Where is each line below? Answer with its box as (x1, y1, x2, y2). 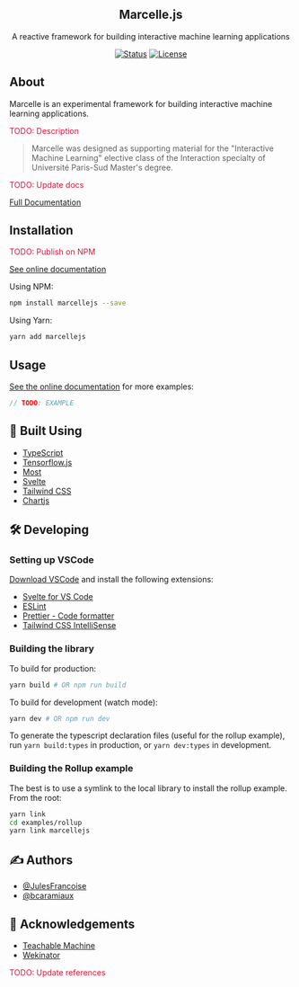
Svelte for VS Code (22, 591, 93, 602)
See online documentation (9, 264, 107, 275)
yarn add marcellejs (9, 333, 87, 342)
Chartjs (22, 494, 50, 506)
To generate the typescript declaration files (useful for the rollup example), (9, 730, 286, 741)
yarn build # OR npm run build (9, 680, 127, 689)
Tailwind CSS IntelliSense (22, 620, 117, 631)
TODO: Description (9, 125, 79, 136)
